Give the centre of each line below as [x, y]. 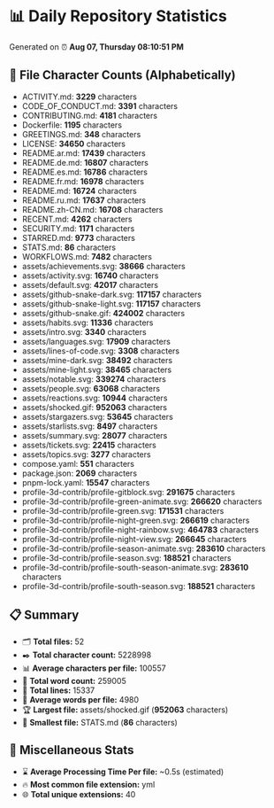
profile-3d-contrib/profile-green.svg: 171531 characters [123, 510]
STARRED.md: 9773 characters [78, 237]
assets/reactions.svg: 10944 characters [95, 398]
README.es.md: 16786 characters [85, 172]
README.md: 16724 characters [79, 190]
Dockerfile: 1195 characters [72, 125]
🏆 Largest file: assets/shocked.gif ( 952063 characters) [125, 710]
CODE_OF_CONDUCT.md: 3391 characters [100, 105]
